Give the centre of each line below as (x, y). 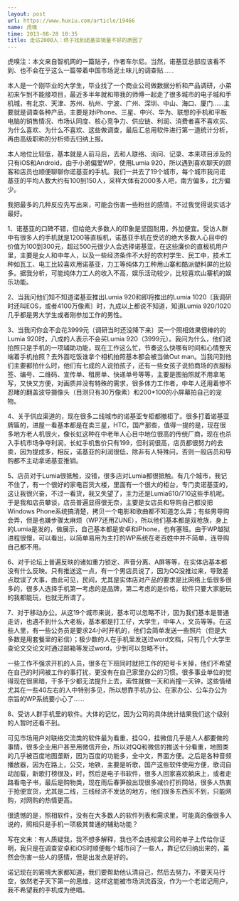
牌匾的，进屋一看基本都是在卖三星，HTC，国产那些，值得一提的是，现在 (114, 425)
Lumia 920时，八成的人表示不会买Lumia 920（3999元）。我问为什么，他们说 (119, 339)
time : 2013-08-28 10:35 (43, 34)
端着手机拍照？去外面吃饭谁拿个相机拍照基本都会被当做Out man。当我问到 (116, 357)
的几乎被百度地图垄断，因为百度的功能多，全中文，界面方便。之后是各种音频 (119, 756)
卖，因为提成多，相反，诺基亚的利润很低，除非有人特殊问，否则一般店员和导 (119, 452)
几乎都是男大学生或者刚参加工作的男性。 (67, 315)
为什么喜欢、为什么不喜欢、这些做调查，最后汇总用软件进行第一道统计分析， (119, 130)
